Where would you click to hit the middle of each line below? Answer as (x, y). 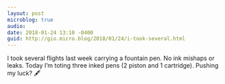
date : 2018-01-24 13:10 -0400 (50, 32)
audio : (16, 26)
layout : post (26, 13)
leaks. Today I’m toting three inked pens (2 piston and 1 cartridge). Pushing (113, 66)
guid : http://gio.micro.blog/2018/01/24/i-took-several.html (96, 39)
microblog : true (30, 20)
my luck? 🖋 (24, 73)
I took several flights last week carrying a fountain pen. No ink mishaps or (111, 58)
